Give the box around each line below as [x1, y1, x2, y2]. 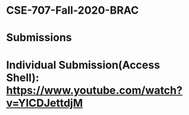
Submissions [6, 31, 72, 45]
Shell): [6, 71, 40, 84]
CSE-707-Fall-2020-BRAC [6, 4, 139, 17]
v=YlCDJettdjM [6, 96, 83, 110]
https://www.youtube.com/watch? [6, 83, 183, 97]
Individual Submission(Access [6, 58, 160, 72]
